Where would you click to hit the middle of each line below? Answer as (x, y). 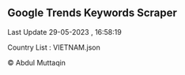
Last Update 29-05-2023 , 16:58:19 (64, 32)
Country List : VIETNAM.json (54, 47)
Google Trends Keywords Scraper (92, 13)
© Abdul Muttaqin (37, 62)
